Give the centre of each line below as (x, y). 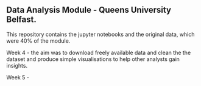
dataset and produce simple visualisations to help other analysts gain (93, 59)
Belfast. (21, 20)
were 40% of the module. (38, 41)
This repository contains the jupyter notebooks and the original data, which (100, 34)
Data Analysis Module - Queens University (89, 10)
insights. (17, 65)
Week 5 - (18, 77)
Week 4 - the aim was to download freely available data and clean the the (99, 52)
